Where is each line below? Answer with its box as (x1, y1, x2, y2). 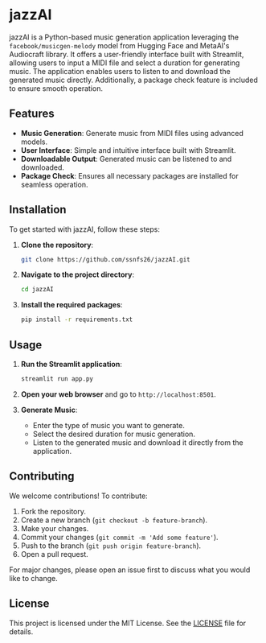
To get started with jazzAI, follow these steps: (9, 224, 160, 234)
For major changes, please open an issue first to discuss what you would (9, 565, 251, 575)
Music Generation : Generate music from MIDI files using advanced (20, 128, 243, 138)
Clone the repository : (20, 240, 94, 249)
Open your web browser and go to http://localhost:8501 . (20, 389, 216, 399)
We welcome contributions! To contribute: (9, 491, 148, 501)
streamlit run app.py (20, 375, 93, 383)
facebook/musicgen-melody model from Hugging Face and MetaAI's (9, 40, 230, 50)
